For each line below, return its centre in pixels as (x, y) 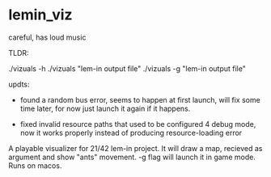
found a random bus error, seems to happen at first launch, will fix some (140, 99)
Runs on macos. (35, 165)
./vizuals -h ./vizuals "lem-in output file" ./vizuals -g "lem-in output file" (127, 68)
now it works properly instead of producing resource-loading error (131, 133)
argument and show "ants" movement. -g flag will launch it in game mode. (132, 157)
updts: (19, 84)
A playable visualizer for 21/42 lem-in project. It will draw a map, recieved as (135, 148)
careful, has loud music (47, 37)
